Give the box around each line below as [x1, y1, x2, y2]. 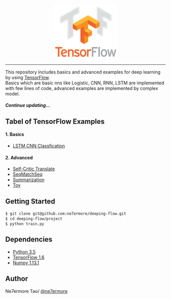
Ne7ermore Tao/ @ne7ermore [5, 288, 68, 294]
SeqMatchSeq [12, 171, 43, 177]
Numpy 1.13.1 [12, 260, 40, 266]
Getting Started [5, 197, 55, 205]
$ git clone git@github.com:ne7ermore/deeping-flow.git [5, 211, 126, 216]
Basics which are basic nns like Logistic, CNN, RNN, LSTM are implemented [5, 80, 164, 86]
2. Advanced [5, 154, 33, 160]
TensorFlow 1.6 [12, 254, 45, 260]
